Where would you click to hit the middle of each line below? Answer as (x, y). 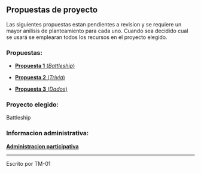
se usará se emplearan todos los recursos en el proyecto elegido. (87, 37)
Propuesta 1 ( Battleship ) (45, 66)
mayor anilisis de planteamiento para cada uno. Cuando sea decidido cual (97, 31)
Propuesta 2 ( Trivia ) (40, 77)
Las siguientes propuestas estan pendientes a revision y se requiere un (94, 24)
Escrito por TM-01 (28, 163)
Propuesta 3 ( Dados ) (41, 89)
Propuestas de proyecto (52, 10)
